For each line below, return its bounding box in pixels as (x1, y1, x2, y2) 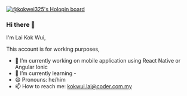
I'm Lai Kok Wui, (6, 34, 46, 41)
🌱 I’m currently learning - (14, 70, 76, 77)
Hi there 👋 (6, 20, 36, 29)
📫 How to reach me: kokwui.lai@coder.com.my (14, 83, 133, 90)
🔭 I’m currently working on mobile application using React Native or (14, 57, 181, 64)
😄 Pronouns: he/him (14, 76, 66, 83)
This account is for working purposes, (6, 45, 100, 53)
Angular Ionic (14, 63, 48, 71)
